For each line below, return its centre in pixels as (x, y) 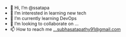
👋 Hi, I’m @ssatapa (30, 8)
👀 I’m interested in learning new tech (48, 13)
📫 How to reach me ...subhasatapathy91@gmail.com (65, 29)
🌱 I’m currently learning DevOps (43, 18)
